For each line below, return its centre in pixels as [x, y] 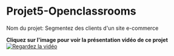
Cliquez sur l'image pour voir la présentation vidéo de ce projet [87, 40]
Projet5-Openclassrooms [71, 11]
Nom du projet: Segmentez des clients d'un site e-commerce [82, 28]
